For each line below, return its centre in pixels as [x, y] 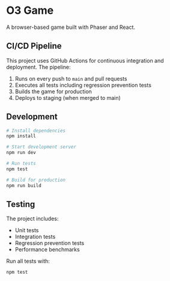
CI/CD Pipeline [34, 46]
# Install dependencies [36, 131]
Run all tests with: [28, 261]
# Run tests [21, 164]
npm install [21, 136]
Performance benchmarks [47, 250]
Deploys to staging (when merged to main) [68, 97]
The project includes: [32, 219]
